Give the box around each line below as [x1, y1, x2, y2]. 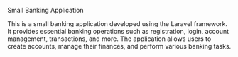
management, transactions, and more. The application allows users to [7, 34, 212, 43]
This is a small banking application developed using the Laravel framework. [7, 20, 227, 27]
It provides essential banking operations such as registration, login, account [7, 27, 229, 35]
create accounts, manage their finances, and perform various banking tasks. [7, 42, 232, 50]
